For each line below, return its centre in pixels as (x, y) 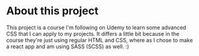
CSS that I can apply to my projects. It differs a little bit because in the (93, 33)
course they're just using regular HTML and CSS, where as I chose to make (99, 40)
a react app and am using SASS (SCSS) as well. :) (68, 46)
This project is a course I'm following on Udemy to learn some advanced (96, 27)
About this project (52, 11)
